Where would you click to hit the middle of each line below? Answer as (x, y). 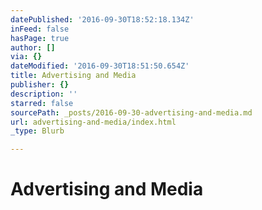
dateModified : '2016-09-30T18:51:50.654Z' (100, 66)
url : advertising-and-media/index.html (93, 122)
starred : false (42, 103)
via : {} (26, 57)
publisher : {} (40, 85)
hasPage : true (40, 38)
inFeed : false (40, 29)
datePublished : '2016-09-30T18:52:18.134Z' (102, 19)
